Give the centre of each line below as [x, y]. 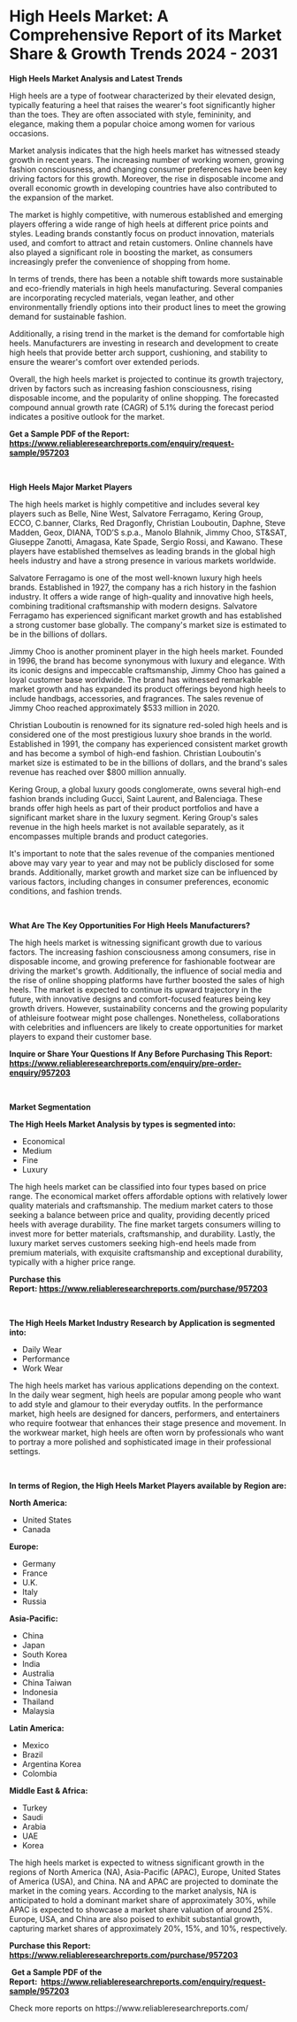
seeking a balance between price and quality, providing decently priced [140, 1214]
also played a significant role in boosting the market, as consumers [131, 252]
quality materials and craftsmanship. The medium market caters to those [141, 1205]
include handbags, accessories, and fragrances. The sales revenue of [136, 698]
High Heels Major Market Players [71, 487]
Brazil [32, 1755]
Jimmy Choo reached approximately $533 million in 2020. [115, 708]
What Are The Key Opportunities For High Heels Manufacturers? [129, 925]
